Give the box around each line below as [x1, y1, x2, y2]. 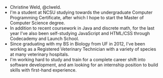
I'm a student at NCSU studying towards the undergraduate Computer [9, 9, 153, 15]
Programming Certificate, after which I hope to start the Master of [9, 15, 144, 20]
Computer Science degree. [9, 20, 65, 26]
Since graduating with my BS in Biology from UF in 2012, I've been [9, 41, 145, 46]
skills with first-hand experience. [9, 67, 77, 73]
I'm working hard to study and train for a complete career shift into [9, 57, 146, 62]
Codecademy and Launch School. [9, 36, 79, 41]
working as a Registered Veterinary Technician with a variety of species [9, 46, 157, 52]
